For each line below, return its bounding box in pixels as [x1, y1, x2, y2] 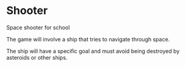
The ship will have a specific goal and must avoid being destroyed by [6, 47, 180, 55]
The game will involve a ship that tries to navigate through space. [6, 35, 170, 43]
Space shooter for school [6, 24, 70, 31]
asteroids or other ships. [6, 54, 68, 61]
